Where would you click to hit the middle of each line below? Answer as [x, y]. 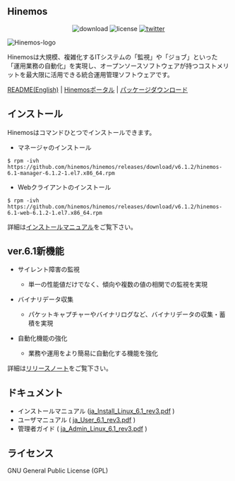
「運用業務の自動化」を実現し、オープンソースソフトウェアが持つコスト [112, 66]
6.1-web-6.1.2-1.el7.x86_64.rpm [55, 213]
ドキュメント [35, 392]
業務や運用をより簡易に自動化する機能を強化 [93, 353]
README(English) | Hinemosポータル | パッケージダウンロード [98, 89]
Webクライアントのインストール [64, 187]
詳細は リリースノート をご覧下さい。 [60, 368]
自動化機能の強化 [42, 338]
